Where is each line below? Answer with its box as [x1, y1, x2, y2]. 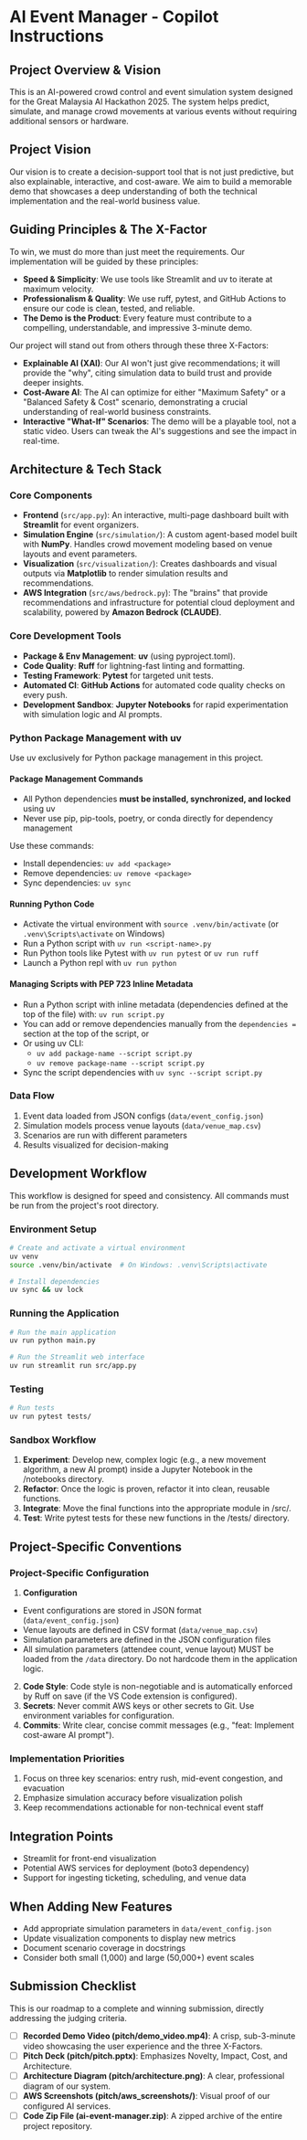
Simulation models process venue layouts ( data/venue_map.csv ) [22, 1119, 262, 1130]
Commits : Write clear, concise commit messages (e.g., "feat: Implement [22, 1720, 295, 1731]
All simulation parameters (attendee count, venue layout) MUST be [22, 1644, 274, 1655]
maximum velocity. [22, 283, 94, 294]
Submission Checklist [9, 1978, 137, 1994]
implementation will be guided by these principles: [9, 256, 199, 267]
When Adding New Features [9, 1899, 173, 1914]
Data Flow [9, 1089, 55, 1102]
